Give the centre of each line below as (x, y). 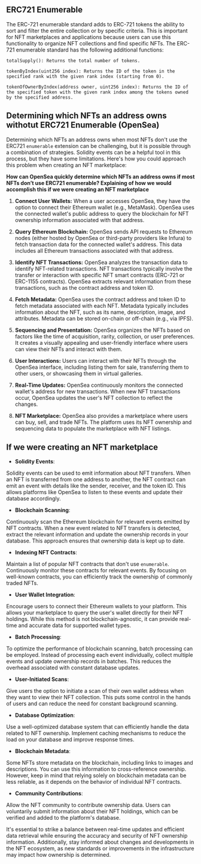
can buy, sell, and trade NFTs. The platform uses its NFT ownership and (103, 422)
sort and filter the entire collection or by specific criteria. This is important (97, 31)
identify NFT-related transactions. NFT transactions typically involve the (103, 268)
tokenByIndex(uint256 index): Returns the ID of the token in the (91, 71)
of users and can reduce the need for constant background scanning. (92, 704)
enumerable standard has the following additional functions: (90, 50)
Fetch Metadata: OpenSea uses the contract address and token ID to (100, 299)
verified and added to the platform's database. (63, 818)
